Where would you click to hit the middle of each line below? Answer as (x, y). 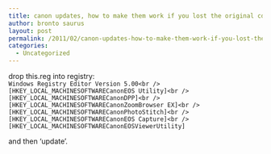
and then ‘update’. (38, 141)
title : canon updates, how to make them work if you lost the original (131, 16)
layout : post (30, 31)
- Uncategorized (43, 53)
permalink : (27, 38)
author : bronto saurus (46, 23)
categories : (28, 46)
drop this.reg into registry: (52, 76)
